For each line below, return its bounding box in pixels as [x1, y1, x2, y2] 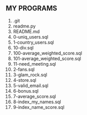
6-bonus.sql [13, 88, 39, 94]
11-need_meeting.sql [13, 61, 56, 67]
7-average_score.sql [13, 93, 56, 99]
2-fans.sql [13, 66, 35, 72]
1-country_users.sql [13, 39, 54, 45]
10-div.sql [13, 44, 34, 50]
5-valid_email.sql [13, 82, 49, 89]
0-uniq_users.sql [13, 34, 49, 40]
